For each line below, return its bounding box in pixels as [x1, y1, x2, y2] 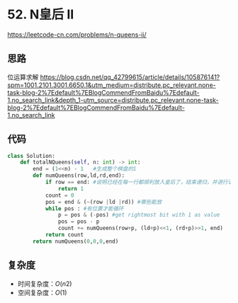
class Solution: [7, 152, 55, 159]
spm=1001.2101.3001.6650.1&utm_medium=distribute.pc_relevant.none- [7, 81, 216, 89]
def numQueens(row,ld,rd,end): [33, 172, 125, 179]
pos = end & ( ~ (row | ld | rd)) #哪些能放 [45, 198, 162, 205]
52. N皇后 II [7, 6, 74, 23]
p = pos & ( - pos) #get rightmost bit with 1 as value [57, 212, 220, 219]
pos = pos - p [57, 218, 100, 225]
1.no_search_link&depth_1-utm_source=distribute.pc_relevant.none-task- [7, 96, 220, 104]
